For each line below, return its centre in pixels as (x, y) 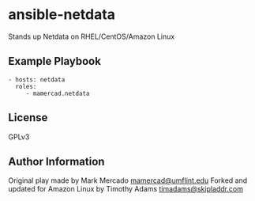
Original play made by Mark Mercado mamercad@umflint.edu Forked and (128, 180)
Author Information (56, 161)
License (28, 118)
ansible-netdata (62, 15)
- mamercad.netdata (58, 93)
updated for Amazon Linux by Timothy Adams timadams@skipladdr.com (126, 189)
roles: (26, 86)
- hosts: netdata (37, 80)
